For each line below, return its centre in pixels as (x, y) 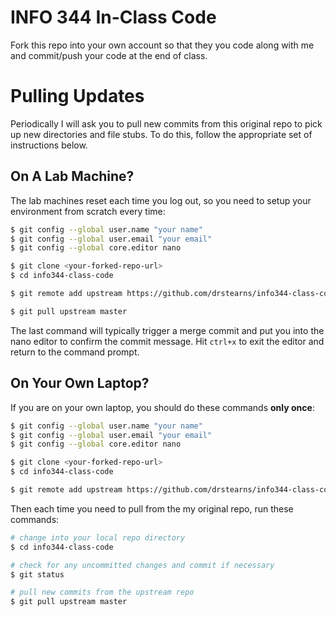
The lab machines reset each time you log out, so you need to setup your (161, 200)
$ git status (37, 574)
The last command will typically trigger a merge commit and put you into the (167, 330)
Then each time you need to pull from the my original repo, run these (152, 508)
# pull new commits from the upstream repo (102, 592)
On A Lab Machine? (72, 176)
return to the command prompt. (75, 352)
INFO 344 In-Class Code (113, 17)
